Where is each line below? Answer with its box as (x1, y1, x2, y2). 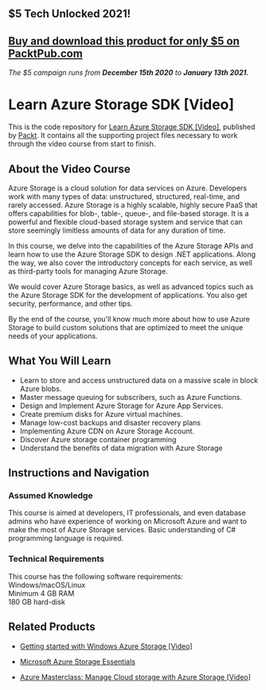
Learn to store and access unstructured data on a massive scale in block (19, 375, 259, 385)
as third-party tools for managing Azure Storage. (8, 266, 169, 276)
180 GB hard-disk (8, 597, 65, 606)
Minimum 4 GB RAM (8, 588, 75, 598)
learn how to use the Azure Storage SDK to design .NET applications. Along (8, 249, 256, 259)
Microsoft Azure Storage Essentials (19, 657, 135, 666)
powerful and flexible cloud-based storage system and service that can (8, 217, 243, 226)
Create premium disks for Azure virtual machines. (19, 409, 183, 418)
